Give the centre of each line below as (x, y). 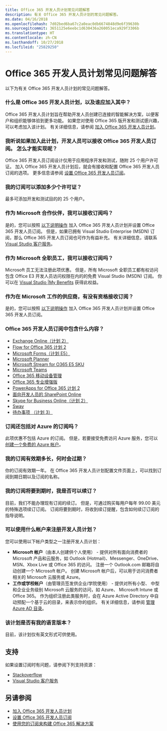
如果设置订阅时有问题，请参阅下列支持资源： (51, 664)
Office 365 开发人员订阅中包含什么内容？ (55, 329)
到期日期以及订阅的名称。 (36, 477)
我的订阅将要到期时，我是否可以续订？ (51, 491)
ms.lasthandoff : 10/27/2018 (34, 43)
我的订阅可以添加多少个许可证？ (44, 187)
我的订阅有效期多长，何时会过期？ (46, 459)
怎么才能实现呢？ (37, 148)
